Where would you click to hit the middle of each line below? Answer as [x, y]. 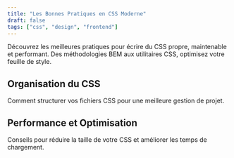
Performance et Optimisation [72, 123]
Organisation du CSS [54, 84]
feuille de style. [29, 62]
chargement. [26, 147]
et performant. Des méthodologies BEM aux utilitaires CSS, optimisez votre [116, 54]
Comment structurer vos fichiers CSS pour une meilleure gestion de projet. [116, 101]
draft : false [26, 20]
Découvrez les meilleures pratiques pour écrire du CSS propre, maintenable [117, 47]
